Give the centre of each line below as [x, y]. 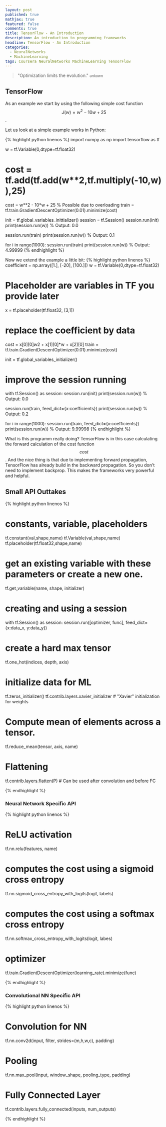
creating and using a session [66, 608]
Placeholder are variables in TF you [80, 285]
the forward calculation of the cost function [50, 444]
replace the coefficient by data [70, 330]
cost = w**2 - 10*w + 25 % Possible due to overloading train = [70, 205]
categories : [17, 47]
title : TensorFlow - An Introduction [44, 33]
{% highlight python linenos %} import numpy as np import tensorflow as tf [82, 139]
